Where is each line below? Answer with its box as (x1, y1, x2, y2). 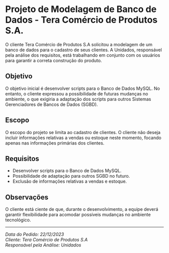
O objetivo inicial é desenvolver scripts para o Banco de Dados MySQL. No (5, 85, 160, 91)
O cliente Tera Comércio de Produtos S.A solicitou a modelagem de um (5, 41, 152, 47)
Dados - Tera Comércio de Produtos (5, 14, 158, 26)
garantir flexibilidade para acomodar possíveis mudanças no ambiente (5, 212, 151, 218)
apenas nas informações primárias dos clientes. (5, 140, 105, 146)
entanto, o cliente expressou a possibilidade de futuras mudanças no (5, 90, 148, 96)
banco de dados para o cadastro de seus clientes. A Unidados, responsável (5, 47, 162, 53)
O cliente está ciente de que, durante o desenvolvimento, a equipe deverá (5, 206, 158, 212)
